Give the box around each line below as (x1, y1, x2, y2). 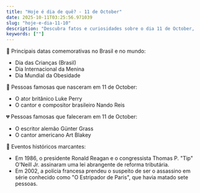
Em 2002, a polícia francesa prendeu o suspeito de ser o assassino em (14, 167, 191, 174)
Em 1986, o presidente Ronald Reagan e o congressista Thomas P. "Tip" (14, 155, 193, 162)
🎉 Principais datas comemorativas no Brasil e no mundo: (6, 47, 146, 55)
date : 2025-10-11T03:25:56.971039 (6, 14, 93, 20)
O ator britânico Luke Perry (14, 95, 82, 102)
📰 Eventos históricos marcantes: (6, 143, 86, 150)
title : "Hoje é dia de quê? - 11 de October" (6, 8, 122, 15)
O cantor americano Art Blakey (14, 131, 91, 138)
